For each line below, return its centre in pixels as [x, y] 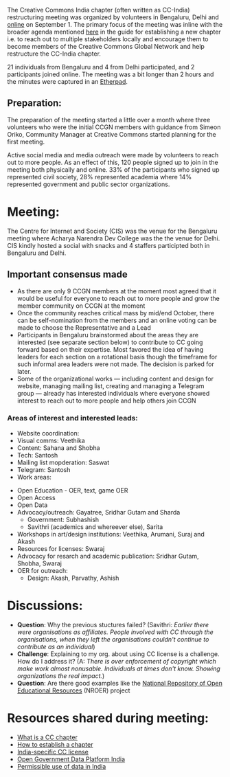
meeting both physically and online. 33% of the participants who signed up [113, 169]
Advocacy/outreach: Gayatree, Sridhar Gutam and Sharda [99, 512]
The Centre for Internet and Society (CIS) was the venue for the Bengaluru [112, 231]
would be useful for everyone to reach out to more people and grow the [118, 298]
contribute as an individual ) [56, 646]
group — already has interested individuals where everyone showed [113, 393]
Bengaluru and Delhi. [37, 253]
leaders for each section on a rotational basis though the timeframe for [117, 357]
